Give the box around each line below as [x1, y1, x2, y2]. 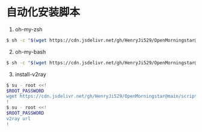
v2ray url [6, 115, 31, 122]
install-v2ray [14, 70, 46, 78]
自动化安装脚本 [6, 5, 81, 19]
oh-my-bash [14, 48, 46, 55]
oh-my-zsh [14, 25, 43, 33]
